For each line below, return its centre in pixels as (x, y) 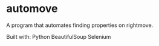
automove (32, 9)
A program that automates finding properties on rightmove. (80, 25)
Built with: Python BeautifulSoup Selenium (59, 36)
